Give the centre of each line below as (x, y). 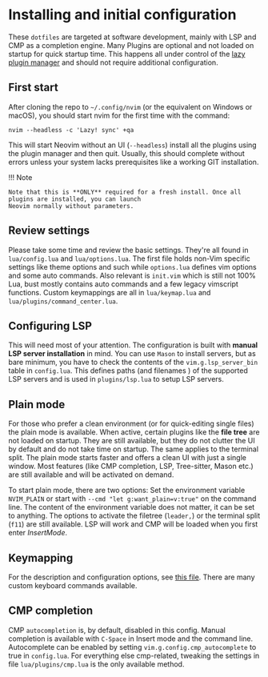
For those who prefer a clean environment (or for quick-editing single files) (131, 424)
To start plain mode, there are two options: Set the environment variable (127, 491)
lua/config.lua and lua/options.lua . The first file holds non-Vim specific (129, 258)
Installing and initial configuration (122, 15)
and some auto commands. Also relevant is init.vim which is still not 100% (132, 275)
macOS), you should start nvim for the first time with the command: (119, 115)
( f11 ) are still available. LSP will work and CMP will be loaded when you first (133, 524)
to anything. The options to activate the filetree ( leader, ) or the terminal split (134, 516)
